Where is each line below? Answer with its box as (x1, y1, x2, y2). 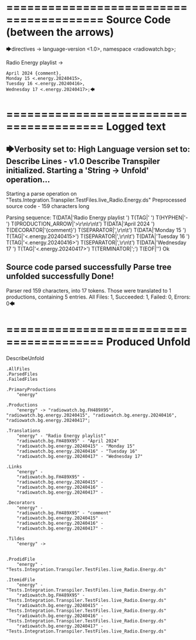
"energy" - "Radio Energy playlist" (16, 433, 107, 438)
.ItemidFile (6, 577, 35, 582)
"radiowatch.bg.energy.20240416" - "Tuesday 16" (16, 448, 138, 454)
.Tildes (6, 535, 25, 541)
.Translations (6, 427, 41, 434)
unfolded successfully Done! (6, 272, 114, 282)
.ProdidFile (6, 556, 35, 562)
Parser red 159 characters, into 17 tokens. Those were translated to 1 (6, 287, 171, 294)
